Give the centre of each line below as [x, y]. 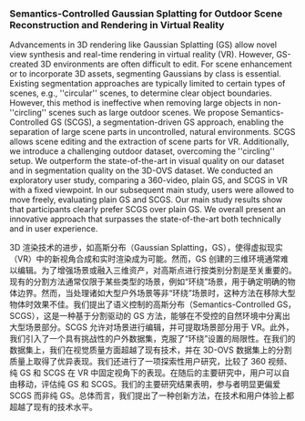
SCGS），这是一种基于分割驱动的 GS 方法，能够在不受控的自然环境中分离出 [150, 316]
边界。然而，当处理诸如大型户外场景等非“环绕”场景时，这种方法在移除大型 [156, 293]
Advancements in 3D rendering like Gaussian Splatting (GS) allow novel [143, 45]
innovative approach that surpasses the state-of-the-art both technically [146, 219]
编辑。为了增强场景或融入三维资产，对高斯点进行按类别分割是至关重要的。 [157, 271]
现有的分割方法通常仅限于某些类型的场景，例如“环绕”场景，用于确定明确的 [149, 282]
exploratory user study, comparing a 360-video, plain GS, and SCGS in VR [149, 180]
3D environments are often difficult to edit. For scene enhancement [167, 64]
